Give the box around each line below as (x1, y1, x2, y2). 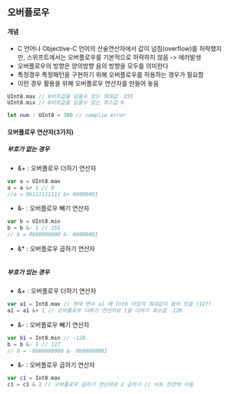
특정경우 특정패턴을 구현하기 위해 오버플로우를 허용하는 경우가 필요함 (17, 70, 204, 79)
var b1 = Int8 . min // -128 (7, 334, 86, 341)
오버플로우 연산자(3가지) (7, 127, 74, 136)
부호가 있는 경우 (7, 267, 50, 276)
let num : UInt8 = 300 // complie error (7, 112, 127, 119)
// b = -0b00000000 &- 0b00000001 (7, 347, 108, 354)
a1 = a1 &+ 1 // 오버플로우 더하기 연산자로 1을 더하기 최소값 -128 (7, 307, 183, 314)
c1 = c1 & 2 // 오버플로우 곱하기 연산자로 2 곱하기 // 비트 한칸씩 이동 (7, 381, 194, 388)
